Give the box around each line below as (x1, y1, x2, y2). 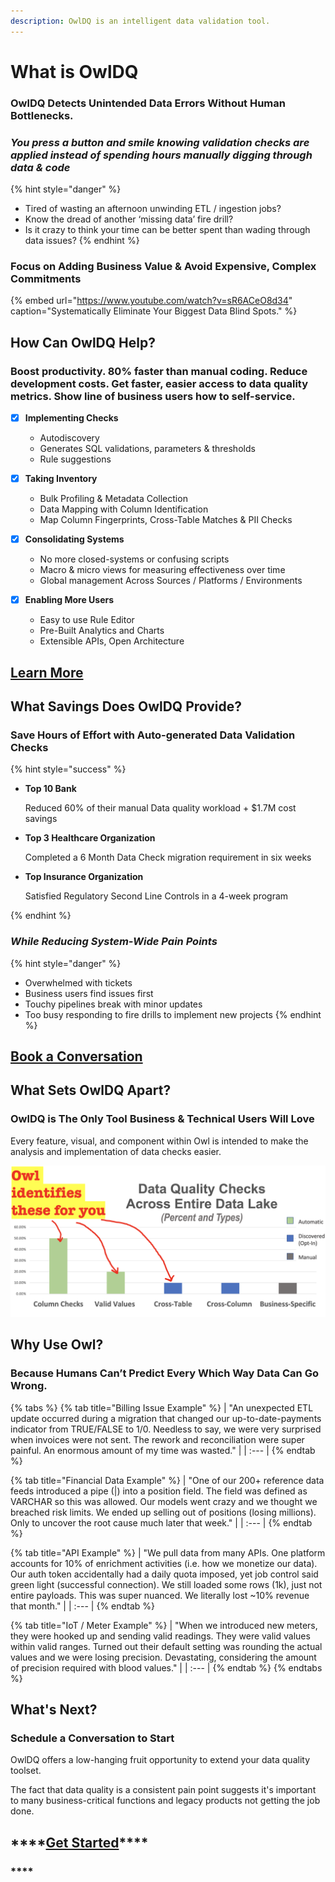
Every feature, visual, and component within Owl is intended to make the (10, 1135, 309, 1147)
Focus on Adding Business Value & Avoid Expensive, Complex (10, 259, 317, 273)
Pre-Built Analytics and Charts (39, 625, 165, 637)
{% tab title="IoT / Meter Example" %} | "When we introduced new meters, (10, 1619, 318, 1631)
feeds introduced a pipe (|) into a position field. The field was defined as (10, 1485, 308, 1497)
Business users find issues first (24, 987, 154, 999)
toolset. (10, 1765, 42, 1777)
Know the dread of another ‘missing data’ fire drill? (24, 213, 234, 225)
